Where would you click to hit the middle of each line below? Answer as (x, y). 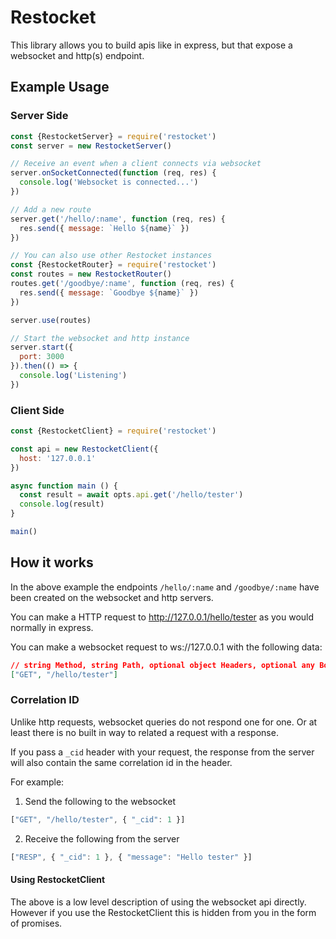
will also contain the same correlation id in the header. (121, 762)
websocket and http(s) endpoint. (77, 55)
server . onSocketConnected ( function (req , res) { (113, 173)
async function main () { (64, 486)
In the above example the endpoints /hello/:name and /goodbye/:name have (165, 587)
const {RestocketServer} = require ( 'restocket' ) (113, 136)
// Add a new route (51, 209)
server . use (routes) (51, 320)
